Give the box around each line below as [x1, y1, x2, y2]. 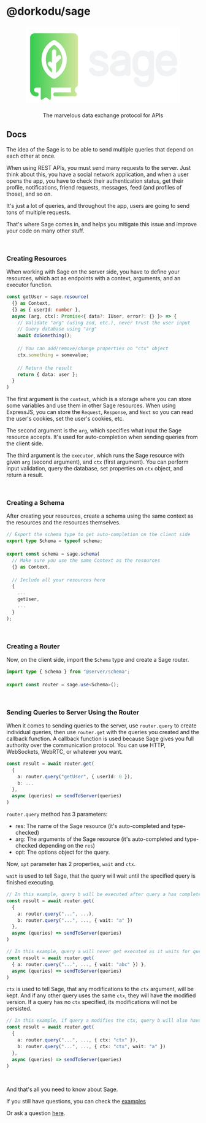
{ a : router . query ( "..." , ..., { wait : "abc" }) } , [12, 961, 147, 967]
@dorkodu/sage [6, 4, 91, 18]
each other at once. [6, 152, 56, 159]
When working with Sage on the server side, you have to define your [6, 268, 180, 275]
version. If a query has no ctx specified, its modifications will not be [6, 998, 178, 1006]
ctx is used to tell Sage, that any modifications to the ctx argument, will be [6, 986, 194, 993]
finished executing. [6, 879, 55, 886]
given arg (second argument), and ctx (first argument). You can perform [6, 458, 189, 466]
